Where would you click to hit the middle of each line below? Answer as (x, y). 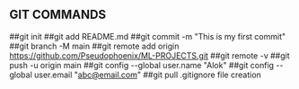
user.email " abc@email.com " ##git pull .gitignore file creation (148, 75)
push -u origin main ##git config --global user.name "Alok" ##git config (142, 65)
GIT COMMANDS (58, 15)
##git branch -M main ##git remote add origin (94, 46)
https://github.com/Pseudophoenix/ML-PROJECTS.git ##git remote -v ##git (149, 55)
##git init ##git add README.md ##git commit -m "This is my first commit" (148, 36)
